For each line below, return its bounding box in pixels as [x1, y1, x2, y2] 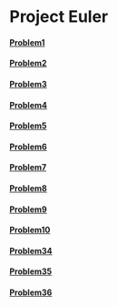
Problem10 [9, 225, 51, 236]
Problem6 [9, 141, 47, 152]
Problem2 [9, 57, 47, 69]
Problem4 [9, 99, 48, 110]
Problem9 [9, 203, 47, 215]
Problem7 [9, 162, 47, 173]
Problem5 [9, 120, 47, 131]
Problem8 [9, 182, 47, 193]
